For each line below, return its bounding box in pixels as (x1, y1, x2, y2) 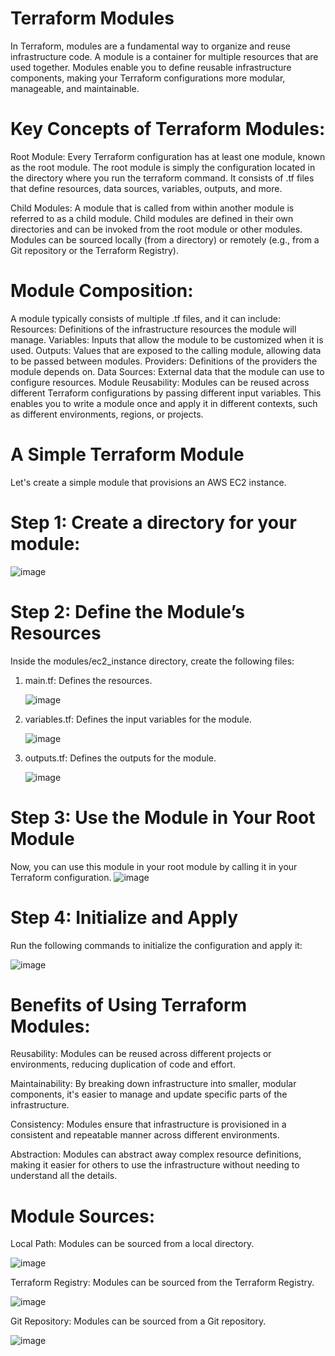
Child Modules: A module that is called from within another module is (10, 202, 295, 214)
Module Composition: (10, 280, 194, 302)
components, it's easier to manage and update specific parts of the (10, 1088, 288, 1101)
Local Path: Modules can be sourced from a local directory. (10, 1238, 255, 1250)
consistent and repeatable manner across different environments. (10, 1129, 280, 1141)
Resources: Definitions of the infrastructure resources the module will (10, 323, 297, 335)
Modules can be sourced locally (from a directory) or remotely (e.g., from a (10, 233, 320, 246)
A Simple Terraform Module (10, 443, 245, 466)
